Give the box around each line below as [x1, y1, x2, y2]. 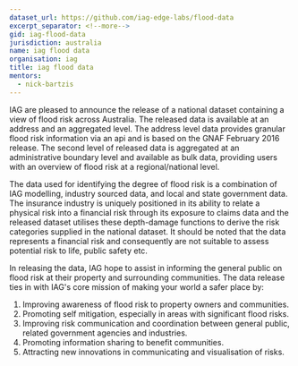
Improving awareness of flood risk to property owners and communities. [21, 299, 289, 310]
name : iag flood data [9, 47, 90, 55]
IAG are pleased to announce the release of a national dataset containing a [9, 104, 285, 115]
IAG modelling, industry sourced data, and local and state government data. [9, 188, 288, 199]
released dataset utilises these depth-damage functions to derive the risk [9, 217, 280, 227]
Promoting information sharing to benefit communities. [21, 336, 225, 347]
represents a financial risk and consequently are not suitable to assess [9, 235, 269, 246]
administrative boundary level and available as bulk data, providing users [9, 151, 277, 162]
